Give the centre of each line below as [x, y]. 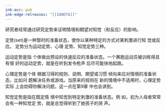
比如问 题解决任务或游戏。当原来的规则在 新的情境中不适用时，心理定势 [87, 80]
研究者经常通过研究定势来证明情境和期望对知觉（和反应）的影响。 [73, 29]
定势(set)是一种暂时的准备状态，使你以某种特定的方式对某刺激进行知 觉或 [81, 40]
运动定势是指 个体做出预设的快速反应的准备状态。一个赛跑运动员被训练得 [80, 57]
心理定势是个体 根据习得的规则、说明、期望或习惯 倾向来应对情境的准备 [79, 73]
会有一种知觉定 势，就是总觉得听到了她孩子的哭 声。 [59, 103]
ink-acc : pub [19, 10]
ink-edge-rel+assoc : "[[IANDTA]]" [41, 14]
